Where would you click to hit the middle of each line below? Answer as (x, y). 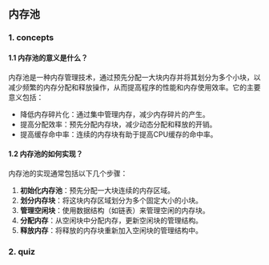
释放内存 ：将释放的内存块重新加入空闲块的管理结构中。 (111, 230)
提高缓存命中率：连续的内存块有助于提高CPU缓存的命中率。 (118, 134)
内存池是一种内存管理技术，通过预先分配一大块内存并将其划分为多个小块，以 (134, 77)
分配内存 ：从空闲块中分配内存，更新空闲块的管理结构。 (111, 220)
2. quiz (22, 251)
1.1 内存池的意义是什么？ (48, 58)
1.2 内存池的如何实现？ (46, 154)
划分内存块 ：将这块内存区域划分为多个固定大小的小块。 (111, 200)
